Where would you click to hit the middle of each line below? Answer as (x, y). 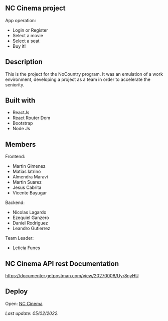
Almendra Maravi (30, 177)
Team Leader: (20, 238)
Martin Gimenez (29, 166)
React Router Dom (31, 118)
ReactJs (21, 113)
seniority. (15, 84)
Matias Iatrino (27, 172)
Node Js (21, 129)
